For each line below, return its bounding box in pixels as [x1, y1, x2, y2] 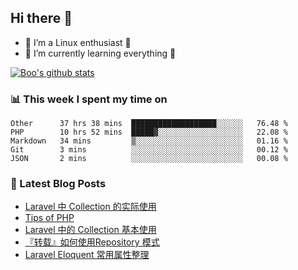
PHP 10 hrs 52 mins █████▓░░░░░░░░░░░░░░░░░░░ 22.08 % [10, 127, 288, 138]
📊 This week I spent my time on [10, 92, 168, 106]
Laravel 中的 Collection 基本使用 [24, 224, 157, 236]
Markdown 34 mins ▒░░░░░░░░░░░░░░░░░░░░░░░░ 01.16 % [10, 136, 288, 146]
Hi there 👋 [10, 10, 73, 27]
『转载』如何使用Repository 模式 [24, 236, 160, 248]
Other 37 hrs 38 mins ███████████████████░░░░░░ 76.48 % [10, 119, 288, 129]
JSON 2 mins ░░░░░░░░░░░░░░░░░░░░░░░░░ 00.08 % [10, 154, 288, 164]
